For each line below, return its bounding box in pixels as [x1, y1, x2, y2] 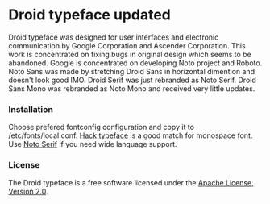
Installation [8, 103, 54, 114]
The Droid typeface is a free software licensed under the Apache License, [8, 177, 254, 187]
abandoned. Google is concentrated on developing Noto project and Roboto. [8, 58, 263, 68]
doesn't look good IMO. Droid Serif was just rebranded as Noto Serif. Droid [8, 75, 256, 85]
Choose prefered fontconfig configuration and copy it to [8, 123, 195, 132]
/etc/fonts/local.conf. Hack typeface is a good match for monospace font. [8, 131, 253, 140]
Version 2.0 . [8, 186, 48, 196]
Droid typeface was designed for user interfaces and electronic [8, 32, 219, 42]
